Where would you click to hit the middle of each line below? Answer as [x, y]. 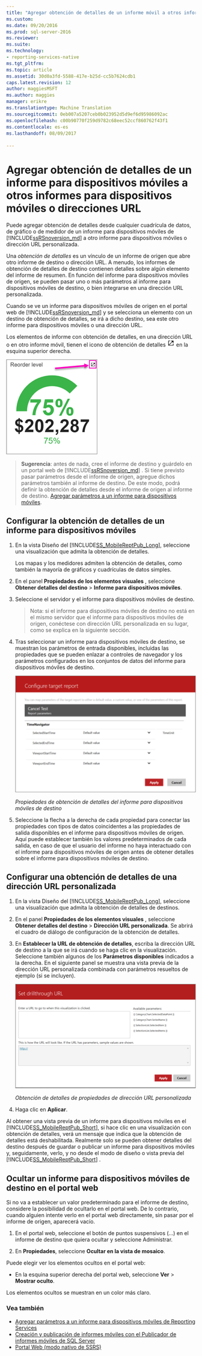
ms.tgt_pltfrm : [25, 63]
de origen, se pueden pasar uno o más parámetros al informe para [89, 282]
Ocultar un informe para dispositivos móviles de [98, 1178]
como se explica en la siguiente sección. [80, 630]
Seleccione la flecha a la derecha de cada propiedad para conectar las [103, 820]
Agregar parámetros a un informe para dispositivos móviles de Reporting [105, 1321]
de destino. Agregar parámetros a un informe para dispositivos [99, 496]
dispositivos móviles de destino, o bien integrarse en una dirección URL [95, 288]
